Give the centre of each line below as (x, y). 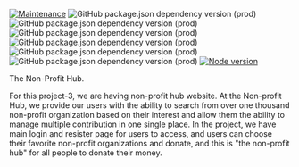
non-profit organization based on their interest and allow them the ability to (147, 115)
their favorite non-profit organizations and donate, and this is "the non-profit (149, 143)
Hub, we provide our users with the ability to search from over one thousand (149, 105)
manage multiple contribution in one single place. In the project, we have (143, 124)
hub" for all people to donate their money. (86, 153)
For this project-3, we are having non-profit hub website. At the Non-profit (146, 96)
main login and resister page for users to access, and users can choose (141, 134)
